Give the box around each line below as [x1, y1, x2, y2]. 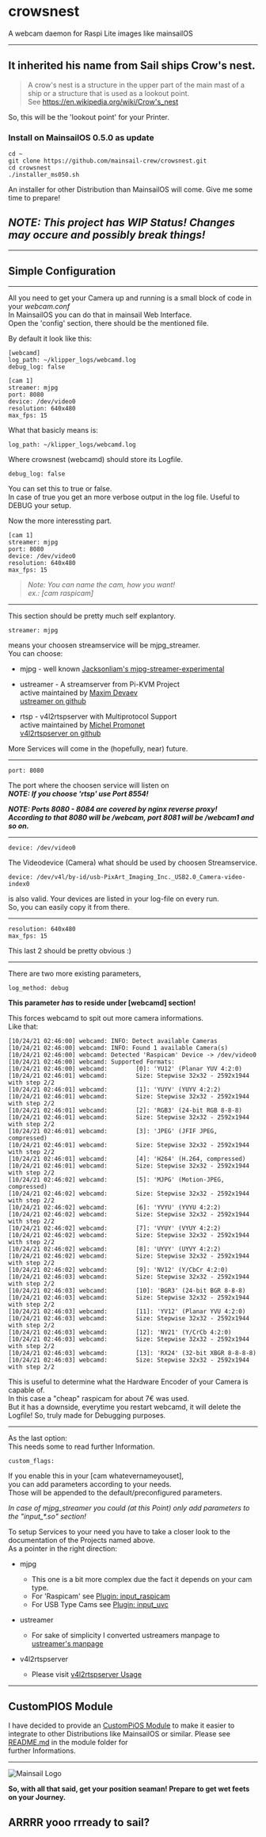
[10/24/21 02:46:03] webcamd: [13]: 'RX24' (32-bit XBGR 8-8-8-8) [8, 1349, 257, 1357]
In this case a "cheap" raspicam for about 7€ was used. [8, 1393, 190, 1403]
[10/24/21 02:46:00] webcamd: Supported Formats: [8, 1057, 176, 1066]
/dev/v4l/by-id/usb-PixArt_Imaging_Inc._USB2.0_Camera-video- [36, 873, 246, 881]
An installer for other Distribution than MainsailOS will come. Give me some [8, 185, 253, 194]
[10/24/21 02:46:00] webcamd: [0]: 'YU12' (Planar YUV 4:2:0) [8, 1064, 243, 1072]
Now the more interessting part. [8, 516, 112, 525]
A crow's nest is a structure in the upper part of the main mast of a [27, 80, 245, 90]
